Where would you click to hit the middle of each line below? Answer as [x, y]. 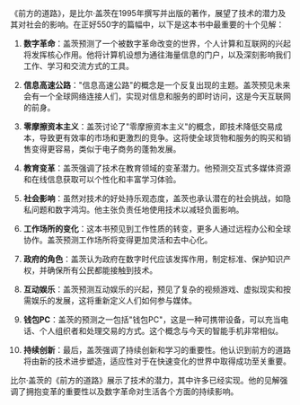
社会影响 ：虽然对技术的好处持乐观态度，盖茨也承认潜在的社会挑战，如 [153, 198]
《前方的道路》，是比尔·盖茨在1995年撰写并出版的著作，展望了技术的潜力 [144, 13]
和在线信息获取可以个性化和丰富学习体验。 [102, 179]
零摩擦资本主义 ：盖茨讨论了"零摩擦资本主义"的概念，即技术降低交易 [149, 127]
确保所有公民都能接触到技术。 [102, 270]
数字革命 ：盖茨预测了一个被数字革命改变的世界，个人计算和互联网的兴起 [157, 44]
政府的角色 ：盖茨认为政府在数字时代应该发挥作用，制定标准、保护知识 [153, 259]
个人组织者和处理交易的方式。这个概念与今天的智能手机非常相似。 [161, 331]
